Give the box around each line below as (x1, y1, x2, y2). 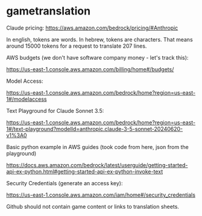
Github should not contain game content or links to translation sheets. (6, 203, 180, 210)
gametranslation (6, 4, 91, 18)
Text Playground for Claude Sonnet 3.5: (6, 107, 104, 114)
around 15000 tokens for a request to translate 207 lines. (6, 42, 147, 49)
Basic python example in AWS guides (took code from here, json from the (6, 143, 189, 150)
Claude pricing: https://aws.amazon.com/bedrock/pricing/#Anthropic (6, 24, 178, 31)
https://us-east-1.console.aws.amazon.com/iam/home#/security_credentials (6, 191, 196, 199)
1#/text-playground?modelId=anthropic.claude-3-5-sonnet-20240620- (6, 125, 183, 132)
